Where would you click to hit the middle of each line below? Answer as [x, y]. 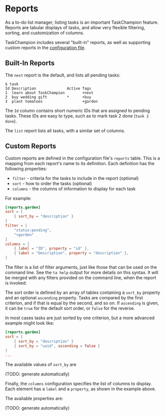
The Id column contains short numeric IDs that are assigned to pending [78, 110]
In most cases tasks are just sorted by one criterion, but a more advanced [80, 318]
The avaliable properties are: [34, 399]
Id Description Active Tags [48, 88]
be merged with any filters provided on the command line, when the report [81, 278]
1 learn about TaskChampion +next [49, 93]
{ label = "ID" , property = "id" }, [52, 249]
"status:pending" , [33, 230]
